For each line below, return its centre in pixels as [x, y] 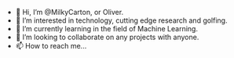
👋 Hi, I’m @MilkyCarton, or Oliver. [69, 12]
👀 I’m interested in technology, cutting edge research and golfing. [121, 20]
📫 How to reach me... [51, 46]
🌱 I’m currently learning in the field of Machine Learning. [107, 29]
